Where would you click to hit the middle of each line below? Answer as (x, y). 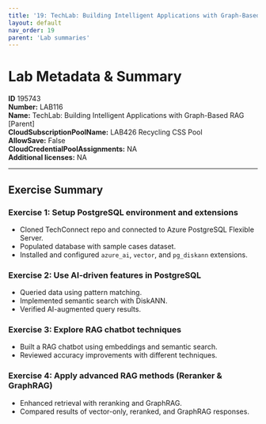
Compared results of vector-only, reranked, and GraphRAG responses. (134, 411)
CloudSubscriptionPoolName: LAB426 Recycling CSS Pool (106, 132)
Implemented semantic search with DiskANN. (93, 301)
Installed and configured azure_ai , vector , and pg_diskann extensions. (133, 255)
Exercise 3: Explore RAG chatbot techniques (95, 330)
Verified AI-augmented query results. (80, 309)
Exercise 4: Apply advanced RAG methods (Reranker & (116, 376)
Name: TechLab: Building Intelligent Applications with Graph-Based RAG (126, 115)
